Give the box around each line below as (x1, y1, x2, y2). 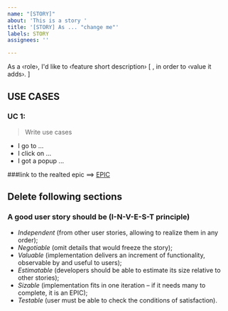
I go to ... (17, 141, 44, 149)
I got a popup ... (17, 157, 65, 165)
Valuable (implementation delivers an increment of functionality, (17, 251, 205, 259)
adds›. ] (7, 70, 31, 79)
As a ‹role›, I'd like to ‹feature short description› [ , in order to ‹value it (7, 62, 212, 71)
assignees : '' (7, 37, 50, 44)
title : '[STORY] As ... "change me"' (7, 23, 119, 30)
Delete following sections (7, 191, 123, 203)
